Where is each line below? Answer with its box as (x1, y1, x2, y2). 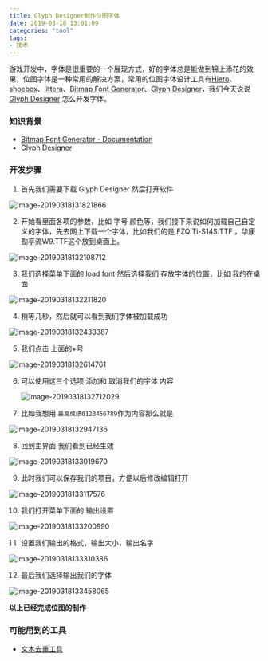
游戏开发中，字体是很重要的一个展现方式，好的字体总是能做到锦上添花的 (9, 65, 246, 74)
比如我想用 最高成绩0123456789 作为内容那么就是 (20, 408, 174, 418)
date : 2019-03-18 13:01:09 (9, 19, 99, 27)
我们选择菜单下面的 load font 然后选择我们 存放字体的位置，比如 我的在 (20, 269, 254, 278)
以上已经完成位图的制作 (9, 603, 86, 612)
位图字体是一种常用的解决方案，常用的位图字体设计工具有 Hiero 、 (22, 74, 237, 84)
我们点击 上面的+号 (20, 344, 84, 353)
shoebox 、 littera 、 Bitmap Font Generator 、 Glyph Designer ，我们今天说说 (9, 85, 251, 94)
